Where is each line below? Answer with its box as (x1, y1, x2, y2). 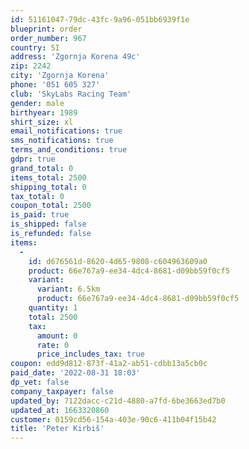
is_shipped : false (10, 219, 87, 230)
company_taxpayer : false (10, 386, 114, 396)
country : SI (10, 42, 60, 53)
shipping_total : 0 (10, 182, 87, 192)
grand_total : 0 (10, 163, 74, 173)
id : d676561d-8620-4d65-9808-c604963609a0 (28, 256, 208, 266)
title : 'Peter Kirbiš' (10, 424, 105, 434)
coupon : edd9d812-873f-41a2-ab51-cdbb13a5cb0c (10, 359, 208, 369)
